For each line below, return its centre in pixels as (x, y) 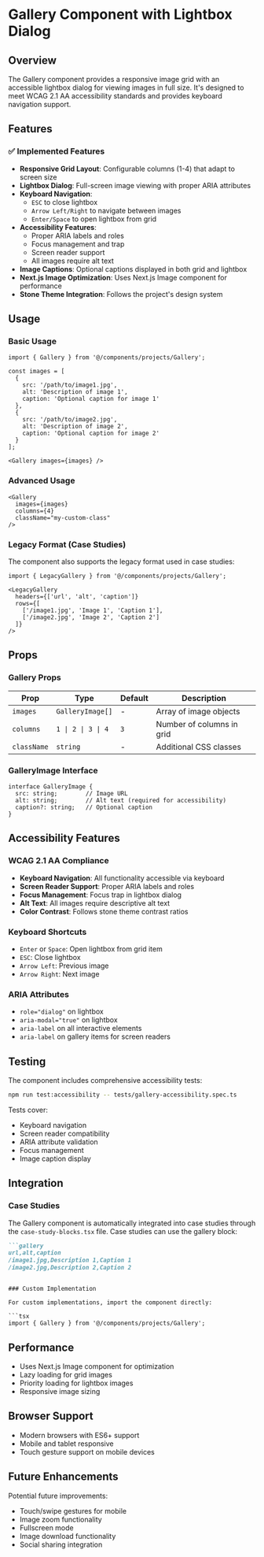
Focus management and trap (78, 244)
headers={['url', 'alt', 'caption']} (77, 596)
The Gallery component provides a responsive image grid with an (114, 79)
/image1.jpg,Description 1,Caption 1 (70, 1260)
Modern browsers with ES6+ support (79, 1435)
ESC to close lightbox (64, 202)
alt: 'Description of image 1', (75, 392)
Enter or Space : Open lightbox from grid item (91, 949)
